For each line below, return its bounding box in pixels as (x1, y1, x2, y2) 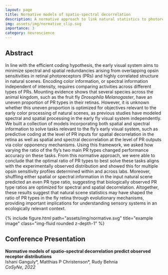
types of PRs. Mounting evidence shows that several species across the (5, 88, 153, 95)
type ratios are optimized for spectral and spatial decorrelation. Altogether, (5, 184, 159, 190)
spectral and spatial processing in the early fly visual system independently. (5, 115, 161, 121)
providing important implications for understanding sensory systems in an (5, 200, 157, 206)
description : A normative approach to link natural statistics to (5, 16, 146, 21)
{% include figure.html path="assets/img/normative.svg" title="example (5, 215, 153, 221)
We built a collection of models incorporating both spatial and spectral (5, 120, 150, 126)
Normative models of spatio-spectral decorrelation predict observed (5, 248, 151, 254)
